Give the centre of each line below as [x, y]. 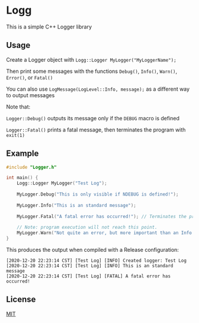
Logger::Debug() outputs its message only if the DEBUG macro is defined [93, 118]
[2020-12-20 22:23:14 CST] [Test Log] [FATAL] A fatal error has [88, 276]
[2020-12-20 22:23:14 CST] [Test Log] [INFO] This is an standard [90, 266]
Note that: [18, 107]
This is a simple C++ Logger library [49, 27]
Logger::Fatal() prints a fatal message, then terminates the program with [96, 129]
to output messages [31, 95]
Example [23, 154]
